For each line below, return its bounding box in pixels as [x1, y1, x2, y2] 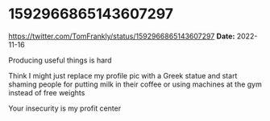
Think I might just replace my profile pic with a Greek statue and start [8, 71, 238, 80]
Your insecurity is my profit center [8, 103, 122, 113]
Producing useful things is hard [8, 55, 112, 65]
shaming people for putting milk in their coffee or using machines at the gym [8, 79, 262, 89]
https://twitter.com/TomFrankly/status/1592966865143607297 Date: [8, 31, 235, 41]
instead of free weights [8, 87, 85, 97]
